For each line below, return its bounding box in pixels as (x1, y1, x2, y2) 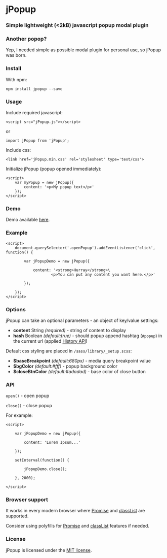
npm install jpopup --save (6, 86, 63, 91)
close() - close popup (6, 403, 53, 409)
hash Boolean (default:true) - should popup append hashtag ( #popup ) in (13, 333, 162, 339)
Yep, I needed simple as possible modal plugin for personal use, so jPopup (6, 47, 161, 53)
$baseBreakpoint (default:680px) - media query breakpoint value (13, 357, 151, 364)
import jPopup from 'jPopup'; (6, 138, 70, 143)
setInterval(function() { (15, 458, 70, 463)
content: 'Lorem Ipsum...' (24, 440, 81, 445)
